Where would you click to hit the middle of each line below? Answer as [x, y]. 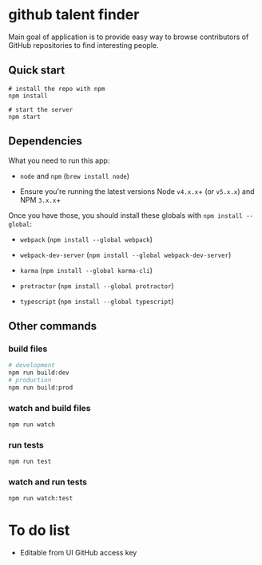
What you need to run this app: [59, 160]
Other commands [53, 326]
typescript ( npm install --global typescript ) [97, 301]
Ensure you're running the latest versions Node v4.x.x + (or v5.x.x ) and [137, 191]
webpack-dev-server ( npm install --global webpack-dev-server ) [125, 255]
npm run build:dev [39, 373]
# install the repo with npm [57, 89]
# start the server [41, 109]
